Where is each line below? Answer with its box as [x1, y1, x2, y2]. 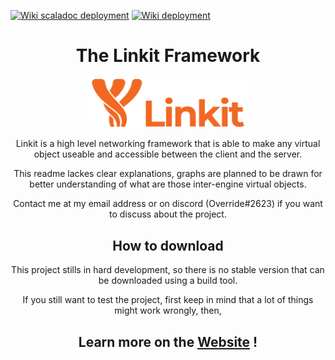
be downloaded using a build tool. [98, 275, 238, 287]
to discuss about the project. [109, 208, 227, 220]
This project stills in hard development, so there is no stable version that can [11, 264, 325, 276]
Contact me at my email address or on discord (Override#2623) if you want [13, 198, 323, 210]
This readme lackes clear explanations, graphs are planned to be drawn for [13, 168, 323, 180]
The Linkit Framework [75, 45, 261, 67]
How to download [112, 237, 224, 254]
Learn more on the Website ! [78, 333, 258, 350]
